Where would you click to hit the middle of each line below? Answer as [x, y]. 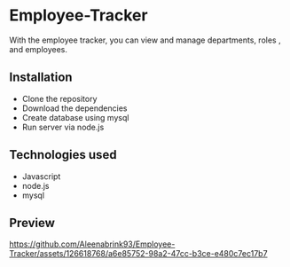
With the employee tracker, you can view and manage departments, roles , [145, 40]
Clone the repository [59, 98]
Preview [32, 223]
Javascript [41, 176]
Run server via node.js [63, 127]
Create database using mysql [75, 117]
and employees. [39, 49]
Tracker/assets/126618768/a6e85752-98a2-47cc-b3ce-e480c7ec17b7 [138, 254]
